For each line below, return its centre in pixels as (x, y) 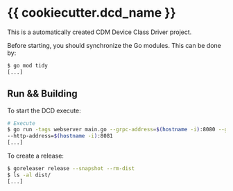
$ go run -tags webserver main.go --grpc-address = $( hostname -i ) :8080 (111, 130)
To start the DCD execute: (44, 110)
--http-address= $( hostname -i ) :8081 (60, 136)
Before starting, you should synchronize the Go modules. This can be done (114, 45)
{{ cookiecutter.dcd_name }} (92, 13)
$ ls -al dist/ (29, 175)
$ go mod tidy (28, 65)
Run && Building (42, 94)
